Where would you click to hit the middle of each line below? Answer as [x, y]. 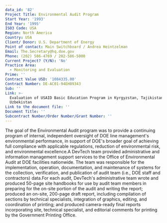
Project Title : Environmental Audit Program [52, 14]
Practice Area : [21, 65]
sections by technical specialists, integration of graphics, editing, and [76, 199]
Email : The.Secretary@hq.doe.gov [40, 51]
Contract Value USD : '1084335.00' [41, 79]
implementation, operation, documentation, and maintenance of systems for [83, 167]
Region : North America [29, 33]
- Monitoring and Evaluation [40, 70]
